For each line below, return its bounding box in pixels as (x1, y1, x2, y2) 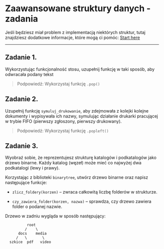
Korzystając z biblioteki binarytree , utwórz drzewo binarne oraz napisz (5, 174, 148, 180)
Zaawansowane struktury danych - (5, 3, 151, 14)
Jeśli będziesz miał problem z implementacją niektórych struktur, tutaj (5, 29, 145, 35)
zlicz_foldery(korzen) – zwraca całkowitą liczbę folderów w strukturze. (12, 189, 158, 195)
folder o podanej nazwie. (12, 204, 62, 210)
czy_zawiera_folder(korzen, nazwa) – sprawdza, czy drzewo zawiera (12, 198, 152, 205)
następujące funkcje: (5, 180, 47, 186)
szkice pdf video (9, 240, 51, 245)
